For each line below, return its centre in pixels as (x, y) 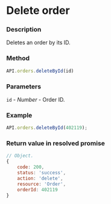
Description (24, 30)
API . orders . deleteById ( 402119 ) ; (47, 128)
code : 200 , (31, 167)
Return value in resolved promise (56, 143)
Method (18, 58)
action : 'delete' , (40, 178)
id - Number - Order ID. (36, 99)
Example (19, 115)
